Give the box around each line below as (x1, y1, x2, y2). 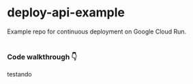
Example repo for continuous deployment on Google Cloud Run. (7, 27, 187, 36)
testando (7, 70, 32, 79)
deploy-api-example (7, 5, 125, 20)
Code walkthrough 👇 (7, 52, 77, 61)
